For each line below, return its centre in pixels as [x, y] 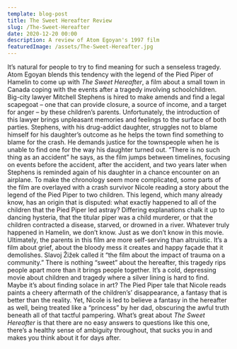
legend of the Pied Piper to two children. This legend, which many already [115, 195]
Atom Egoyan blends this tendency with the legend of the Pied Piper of [110, 74]
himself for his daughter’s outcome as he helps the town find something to [116, 135]
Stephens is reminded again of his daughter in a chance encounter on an [113, 172]
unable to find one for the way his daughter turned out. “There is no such [114, 150]
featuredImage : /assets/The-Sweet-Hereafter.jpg [80, 47]
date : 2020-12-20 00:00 [42, 34]
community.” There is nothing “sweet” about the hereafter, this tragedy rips [117, 262]
